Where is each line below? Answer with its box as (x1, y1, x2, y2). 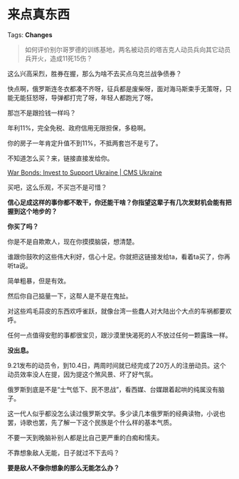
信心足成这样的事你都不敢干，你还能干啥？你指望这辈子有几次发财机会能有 (7, 197, 225, 207)
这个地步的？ (19, 207, 58, 215)
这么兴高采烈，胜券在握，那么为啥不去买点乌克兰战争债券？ (7, 69, 182, 78)
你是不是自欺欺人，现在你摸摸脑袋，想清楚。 (7, 237, 139, 246)
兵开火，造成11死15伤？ (24, 54, 93, 63)
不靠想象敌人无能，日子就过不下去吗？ (7, 448, 119, 457)
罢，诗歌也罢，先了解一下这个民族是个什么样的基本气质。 (7, 418, 176, 426)
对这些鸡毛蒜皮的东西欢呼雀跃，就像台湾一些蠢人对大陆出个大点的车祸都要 (7, 307, 225, 315)
